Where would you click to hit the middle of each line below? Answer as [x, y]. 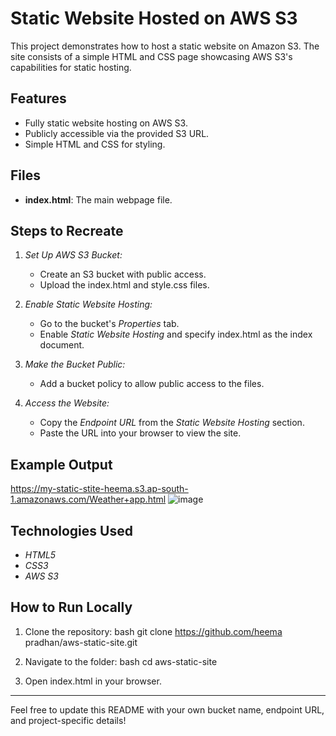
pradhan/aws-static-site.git [81, 642]
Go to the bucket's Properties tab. [109, 324]
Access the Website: [67, 403]
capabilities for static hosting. [71, 67]
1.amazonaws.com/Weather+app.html [88, 499]
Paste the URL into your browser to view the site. [140, 433]
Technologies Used [71, 530]
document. [62, 345]
